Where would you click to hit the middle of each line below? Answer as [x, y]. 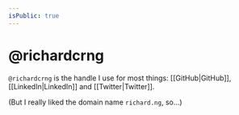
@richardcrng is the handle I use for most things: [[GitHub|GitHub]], [120, 78]
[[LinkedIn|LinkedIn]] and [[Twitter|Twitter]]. [82, 86]
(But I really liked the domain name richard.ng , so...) [96, 102]
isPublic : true [34, 16]
